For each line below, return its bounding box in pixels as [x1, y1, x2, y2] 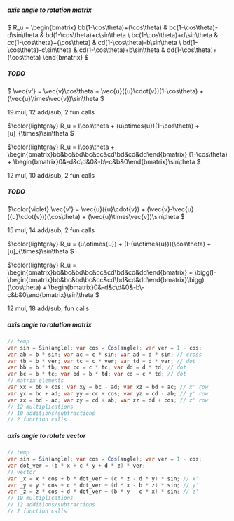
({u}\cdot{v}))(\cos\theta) [7, 212, 81, 220]
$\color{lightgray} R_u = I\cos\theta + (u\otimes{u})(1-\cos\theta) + [7, 121, 200, 130]
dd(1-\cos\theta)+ [167, 46, 217, 54]
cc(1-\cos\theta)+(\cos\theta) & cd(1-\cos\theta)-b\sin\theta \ [7, 38, 181, 46]
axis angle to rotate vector [7, 431, 86, 440]
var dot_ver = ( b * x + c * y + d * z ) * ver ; [7, 462, 146, 469]
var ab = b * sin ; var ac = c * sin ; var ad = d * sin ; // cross [7, 351, 202, 358]
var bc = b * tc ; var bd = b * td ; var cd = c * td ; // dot [7, 371, 187, 378]
